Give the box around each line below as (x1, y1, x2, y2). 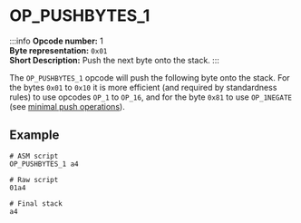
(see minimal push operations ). (9, 101, 125, 111)
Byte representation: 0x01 (9, 44, 108, 55)
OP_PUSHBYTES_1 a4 (9, 160, 79, 169)
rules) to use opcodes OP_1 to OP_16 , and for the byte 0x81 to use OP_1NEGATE (9, 92, 293, 102)
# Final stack (9, 199, 63, 208)
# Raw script (9, 175, 59, 184)
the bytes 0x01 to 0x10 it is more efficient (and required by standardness (9, 82, 277, 92)
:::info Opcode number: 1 (9, 35, 104, 46)
